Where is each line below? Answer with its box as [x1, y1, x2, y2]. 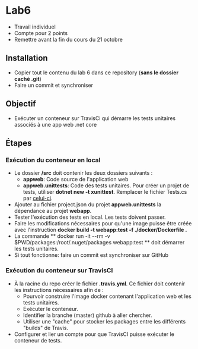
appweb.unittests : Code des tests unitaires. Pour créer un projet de [23, 182, 190, 189]
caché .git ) [14, 75, 42, 82]
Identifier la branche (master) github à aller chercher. [23, 312, 152, 319]
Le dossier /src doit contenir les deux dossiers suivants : [14, 169, 153, 177]
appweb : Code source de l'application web [23, 176, 129, 183]
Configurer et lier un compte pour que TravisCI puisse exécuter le [14, 331, 174, 338]
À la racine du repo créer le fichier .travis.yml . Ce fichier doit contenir [14, 280, 185, 287]
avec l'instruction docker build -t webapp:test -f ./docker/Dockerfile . [14, 227, 187, 234]
